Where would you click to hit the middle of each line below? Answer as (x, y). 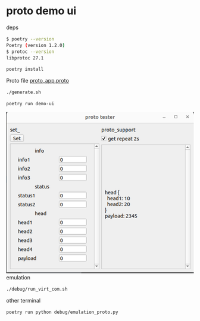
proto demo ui (41, 11)
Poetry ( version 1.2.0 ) (36, 45)
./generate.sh (24, 92)
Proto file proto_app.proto (38, 81)
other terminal (23, 300)
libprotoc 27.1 (25, 58)
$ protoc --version (30, 52)
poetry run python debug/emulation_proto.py (62, 312)
